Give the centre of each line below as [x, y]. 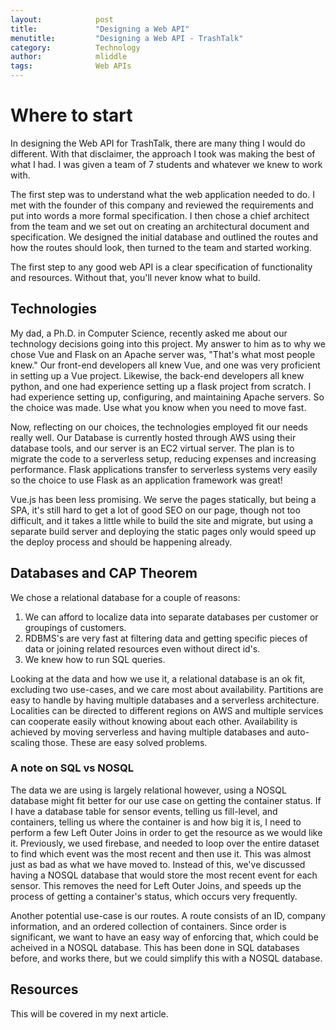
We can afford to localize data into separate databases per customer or [171, 617]
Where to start [71, 115]
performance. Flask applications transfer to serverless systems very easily [164, 469]
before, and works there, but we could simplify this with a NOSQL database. [166, 958]
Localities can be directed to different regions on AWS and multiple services [167, 710]
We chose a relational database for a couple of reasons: [125, 597]
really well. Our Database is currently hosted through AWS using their [153, 437]
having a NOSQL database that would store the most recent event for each [164, 875]
